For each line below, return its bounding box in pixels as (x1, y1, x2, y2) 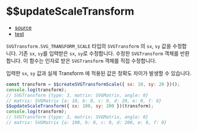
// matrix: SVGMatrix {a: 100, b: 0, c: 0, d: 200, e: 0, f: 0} (6, 120, 167, 126)
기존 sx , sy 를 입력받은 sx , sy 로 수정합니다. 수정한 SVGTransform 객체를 (18, 49, 179, 57)
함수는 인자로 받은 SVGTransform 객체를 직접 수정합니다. (29, 57, 157, 64)
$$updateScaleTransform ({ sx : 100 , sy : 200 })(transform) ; (6, 103, 154, 109)
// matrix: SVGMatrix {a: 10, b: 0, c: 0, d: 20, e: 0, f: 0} (6, 98, 162, 104)
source (14, 24, 32, 31)
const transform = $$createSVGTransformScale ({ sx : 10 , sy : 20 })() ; (6, 81, 181, 87)
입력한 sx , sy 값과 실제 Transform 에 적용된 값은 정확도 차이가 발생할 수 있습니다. (6, 69, 192, 76)
